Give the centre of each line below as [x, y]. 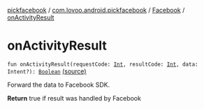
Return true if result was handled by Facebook [74, 98]
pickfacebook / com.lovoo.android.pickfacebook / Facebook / [96, 10]
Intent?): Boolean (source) [47, 71]
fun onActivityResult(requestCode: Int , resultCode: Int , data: [103, 64]
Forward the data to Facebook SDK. [59, 85]
